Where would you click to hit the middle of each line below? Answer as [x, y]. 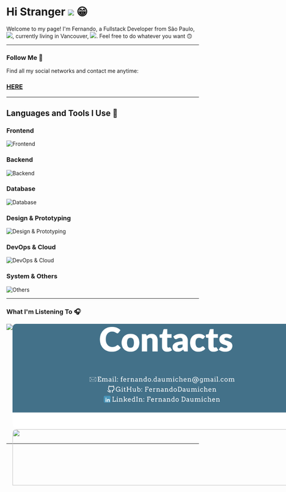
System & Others [32, 276]
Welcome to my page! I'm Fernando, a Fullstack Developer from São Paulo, [101, 29]
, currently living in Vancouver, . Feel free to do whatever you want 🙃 [102, 36]
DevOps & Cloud [31, 248]
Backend [20, 160]
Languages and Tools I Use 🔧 [62, 113]
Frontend [20, 130]
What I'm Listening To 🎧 [44, 312]
